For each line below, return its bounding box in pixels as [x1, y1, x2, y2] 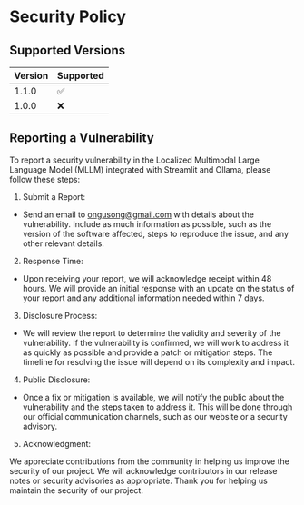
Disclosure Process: [22, 310, 98, 321]
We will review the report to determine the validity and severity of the [22, 327, 281, 338]
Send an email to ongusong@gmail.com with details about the [22, 209, 255, 220]
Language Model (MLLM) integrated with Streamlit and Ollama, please [9, 163, 271, 174]
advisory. [22, 421, 58, 431]
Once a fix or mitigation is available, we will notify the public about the [22, 391, 285, 402]
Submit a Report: [22, 191, 86, 202]
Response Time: [22, 255, 83, 266]
